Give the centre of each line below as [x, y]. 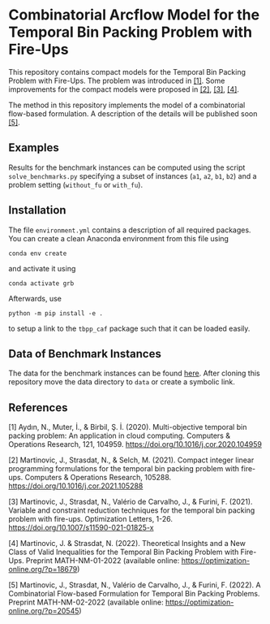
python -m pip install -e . [56, 313]
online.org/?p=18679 [43, 570]
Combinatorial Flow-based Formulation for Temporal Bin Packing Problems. [134, 594]
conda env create [38, 253]
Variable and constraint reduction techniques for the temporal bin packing [132, 510]
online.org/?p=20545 [44, 611]
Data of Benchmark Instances [85, 354]
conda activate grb [41, 283]
